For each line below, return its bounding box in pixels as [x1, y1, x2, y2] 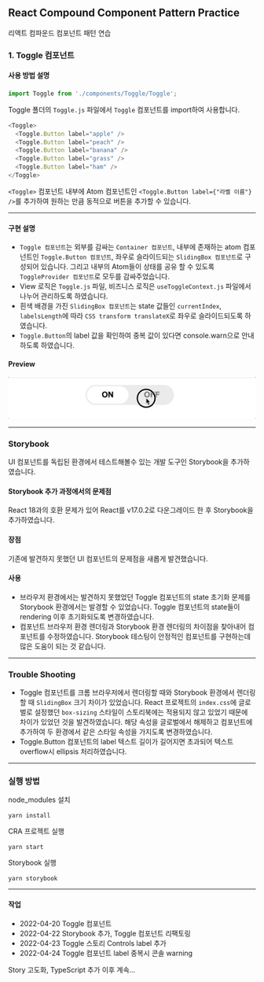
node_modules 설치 [8, 795, 71, 805]
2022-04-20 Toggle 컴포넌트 [19, 918, 112, 928]
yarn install [8, 812, 51, 820]
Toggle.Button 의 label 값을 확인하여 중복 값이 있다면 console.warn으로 [19, 330, 240, 341]
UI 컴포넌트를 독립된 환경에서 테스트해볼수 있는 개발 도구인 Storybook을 [8, 457, 229, 467]
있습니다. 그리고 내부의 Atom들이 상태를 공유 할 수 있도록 [40, 262, 214, 271]
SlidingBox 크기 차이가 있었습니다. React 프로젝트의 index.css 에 [36, 698, 237, 707]
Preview [8, 359, 35, 368]
